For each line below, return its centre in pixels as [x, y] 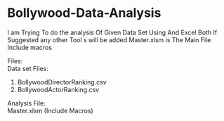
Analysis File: [26, 103]
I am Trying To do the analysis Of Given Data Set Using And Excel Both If [112, 32]
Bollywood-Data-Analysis [84, 13]
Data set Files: [28, 68]
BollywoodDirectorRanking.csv [62, 82]
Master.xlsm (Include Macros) [50, 110]
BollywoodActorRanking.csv [58, 89]
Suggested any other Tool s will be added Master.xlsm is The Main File [109, 39]
